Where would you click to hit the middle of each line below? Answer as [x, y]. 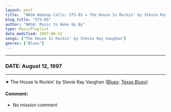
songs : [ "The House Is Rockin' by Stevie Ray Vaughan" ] [66, 39]
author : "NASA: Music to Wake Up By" [45, 24]
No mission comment [35, 105]
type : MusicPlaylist [27, 29]
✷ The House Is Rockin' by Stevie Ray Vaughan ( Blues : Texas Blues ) [77, 82]
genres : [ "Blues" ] [25, 43]
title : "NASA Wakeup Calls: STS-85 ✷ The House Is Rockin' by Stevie [82, 15]
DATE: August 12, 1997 [34, 66]
